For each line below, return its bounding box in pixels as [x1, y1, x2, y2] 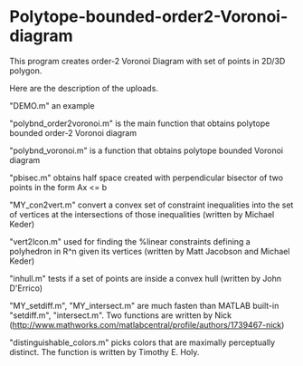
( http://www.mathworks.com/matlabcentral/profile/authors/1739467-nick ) [9, 319, 285, 330]
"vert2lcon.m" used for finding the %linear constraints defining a [9, 236, 251, 246]
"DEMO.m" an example [9, 100, 95, 111]
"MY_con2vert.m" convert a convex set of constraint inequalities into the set [9, 199, 294, 210]
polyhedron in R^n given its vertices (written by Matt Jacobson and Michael [9, 246, 290, 256]
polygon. [9, 65, 43, 76]
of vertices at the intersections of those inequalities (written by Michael [9, 208, 275, 219]
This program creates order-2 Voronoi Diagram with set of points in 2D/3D [9, 55, 286, 66]
